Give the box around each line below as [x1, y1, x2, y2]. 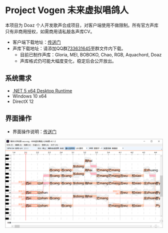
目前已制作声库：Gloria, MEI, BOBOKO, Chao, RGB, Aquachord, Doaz [19, 51, 162, 58]
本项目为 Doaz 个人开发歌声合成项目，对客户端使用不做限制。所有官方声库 [5, 22, 159, 28]
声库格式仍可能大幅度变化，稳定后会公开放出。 [19, 58, 116, 64]
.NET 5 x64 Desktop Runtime [12, 87, 72, 93]
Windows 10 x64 [12, 93, 47, 99]
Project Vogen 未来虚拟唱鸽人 [5, 5, 129, 16]
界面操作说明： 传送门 [12, 129, 56, 135]
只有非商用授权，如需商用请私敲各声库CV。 [5, 28, 95, 34]
